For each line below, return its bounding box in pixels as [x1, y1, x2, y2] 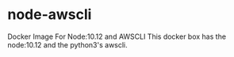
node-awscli [7, 6, 92, 24]
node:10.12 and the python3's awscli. [7, 40, 128, 49]
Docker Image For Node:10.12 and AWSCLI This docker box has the [7, 32, 227, 41]
